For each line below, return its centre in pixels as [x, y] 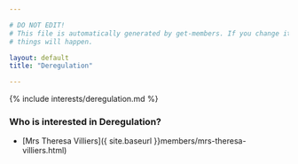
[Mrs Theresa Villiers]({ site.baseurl [87, 141]
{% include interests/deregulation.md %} [84, 99]
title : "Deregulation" [51, 66]
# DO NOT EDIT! [37, 25]
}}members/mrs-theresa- [200, 141]
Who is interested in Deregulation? [85, 122]
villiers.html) [44, 151]
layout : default [39, 58]
